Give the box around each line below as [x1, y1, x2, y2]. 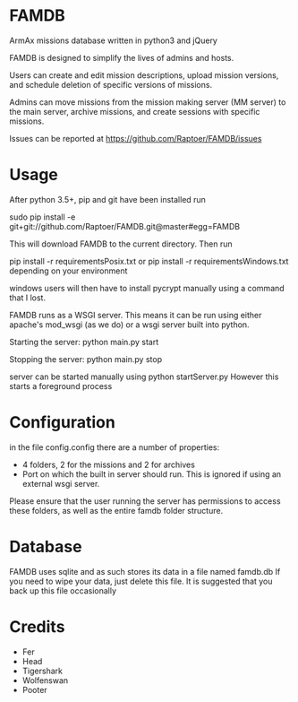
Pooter [21, 684, 47, 695]
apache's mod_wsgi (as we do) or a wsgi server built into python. [9, 319, 250, 330]
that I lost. [9, 292, 47, 303]
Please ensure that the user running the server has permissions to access [9, 495, 281, 507]
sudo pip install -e [9, 212, 76, 222]
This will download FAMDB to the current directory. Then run [9, 238, 233, 249]
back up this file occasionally [9, 585, 117, 596]
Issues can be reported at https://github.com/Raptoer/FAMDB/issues [9, 133, 262, 143]
